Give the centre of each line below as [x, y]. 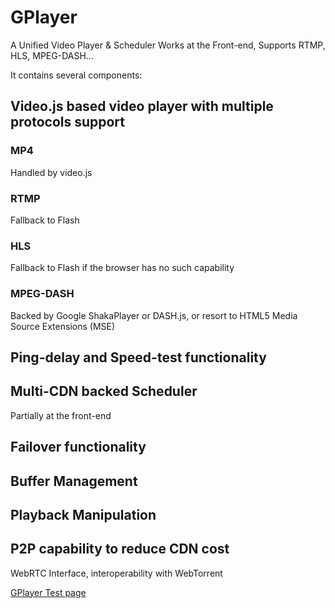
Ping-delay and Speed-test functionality [138, 357]
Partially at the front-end [61, 415]
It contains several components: [76, 75]
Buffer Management [74, 481]
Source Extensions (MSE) [63, 326]
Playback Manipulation [83, 514]
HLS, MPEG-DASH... [52, 55]
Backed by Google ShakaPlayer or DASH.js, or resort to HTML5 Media [154, 315]
